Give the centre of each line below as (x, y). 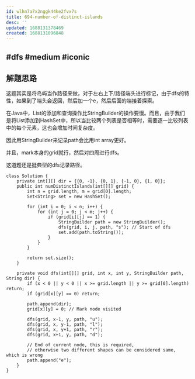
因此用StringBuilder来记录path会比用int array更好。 (68, 140)
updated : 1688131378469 (35, 28)
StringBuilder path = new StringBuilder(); (112, 222)
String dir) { (23, 278)
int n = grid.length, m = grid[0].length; (79, 192)
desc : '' (17, 22)
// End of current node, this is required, (81, 345)
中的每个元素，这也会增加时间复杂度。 (52, 128)
